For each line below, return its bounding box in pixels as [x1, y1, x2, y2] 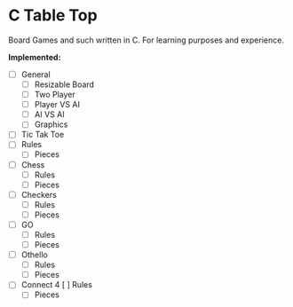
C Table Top [8, 5, 99, 26]
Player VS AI [34, 99, 81, 110]
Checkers [20, 189, 57, 200]
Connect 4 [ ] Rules [20, 279, 92, 290]
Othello [20, 249, 48, 260]
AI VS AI [34, 109, 65, 120]
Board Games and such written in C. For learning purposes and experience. [8, 35, 285, 45]
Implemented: [8, 51, 61, 62]
